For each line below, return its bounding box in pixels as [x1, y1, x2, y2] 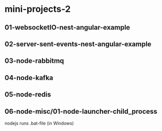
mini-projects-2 [4, 3, 71, 15]
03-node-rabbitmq [4, 57, 64, 65]
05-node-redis [4, 90, 51, 99]
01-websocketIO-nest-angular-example [4, 23, 130, 32]
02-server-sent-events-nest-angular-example [4, 40, 152, 48]
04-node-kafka [4, 73, 53, 82]
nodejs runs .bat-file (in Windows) [4, 120, 74, 126]
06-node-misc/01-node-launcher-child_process [4, 107, 158, 116]
